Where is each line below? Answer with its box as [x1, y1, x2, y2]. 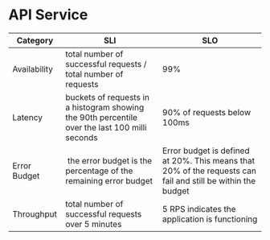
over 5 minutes [65, 218, 122, 230]
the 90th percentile [65, 111, 138, 122]
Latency [12, 111, 43, 122]
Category [16, 35, 54, 46]
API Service [8, 6, 88, 24]
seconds [65, 131, 98, 143]
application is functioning [162, 213, 258, 225]
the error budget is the [67, 155, 153, 166]
